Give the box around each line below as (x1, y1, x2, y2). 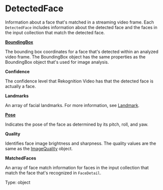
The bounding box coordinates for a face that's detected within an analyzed (5, 49, 159, 54)
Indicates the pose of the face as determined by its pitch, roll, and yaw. (5, 121, 149, 127)
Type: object (5, 179, 30, 185)
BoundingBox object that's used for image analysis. (5, 59, 109, 65)
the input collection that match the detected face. (5, 29, 105, 35)
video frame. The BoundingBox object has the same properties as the (5, 54, 146, 59)
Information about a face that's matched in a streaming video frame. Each (5, 19, 154, 25)
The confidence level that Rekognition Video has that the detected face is (5, 78, 154, 84)
